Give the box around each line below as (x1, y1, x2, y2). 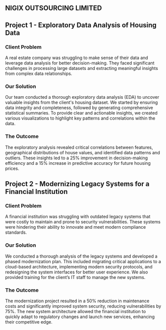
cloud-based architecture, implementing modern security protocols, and (5, 264, 153, 269)
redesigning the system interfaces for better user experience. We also (5, 269, 148, 275)
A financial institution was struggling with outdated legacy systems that (5, 213, 151, 220)
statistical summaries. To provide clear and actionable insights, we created (5, 110, 158, 116)
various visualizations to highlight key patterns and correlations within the (5, 115, 156, 121)
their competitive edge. (5, 319, 53, 325)
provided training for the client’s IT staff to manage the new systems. (5, 274, 146, 280)
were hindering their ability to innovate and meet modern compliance (5, 224, 146, 230)
